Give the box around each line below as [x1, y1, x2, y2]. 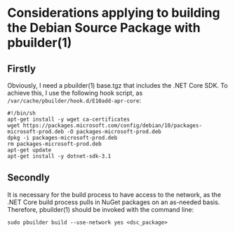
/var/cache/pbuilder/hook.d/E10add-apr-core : [7, 96, 142, 105]
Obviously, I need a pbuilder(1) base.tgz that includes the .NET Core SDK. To [7, 81, 228, 89]
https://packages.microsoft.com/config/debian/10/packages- [22, 122, 202, 129]
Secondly [7, 172, 51, 184]
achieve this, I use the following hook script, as [7, 89, 143, 97]
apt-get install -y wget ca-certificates [7, 116, 130, 123]
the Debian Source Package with [7, 20, 201, 36]
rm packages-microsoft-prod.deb [7, 140, 102, 147]
